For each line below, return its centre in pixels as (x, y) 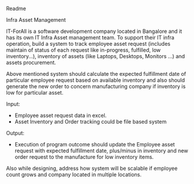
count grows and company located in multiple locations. (74, 175)
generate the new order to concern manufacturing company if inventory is (96, 86)
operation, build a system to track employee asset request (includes (88, 44)
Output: (15, 133)
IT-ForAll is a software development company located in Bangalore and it (94, 31)
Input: (13, 104)
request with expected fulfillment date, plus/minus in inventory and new (101, 150)
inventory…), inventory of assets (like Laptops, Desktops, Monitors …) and (96, 56)
